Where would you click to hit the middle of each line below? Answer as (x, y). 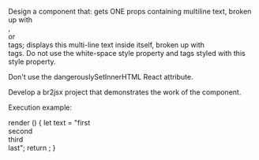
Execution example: (40, 107)
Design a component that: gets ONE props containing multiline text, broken (130, 11)
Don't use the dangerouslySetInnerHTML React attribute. (101, 77)
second (21, 131)
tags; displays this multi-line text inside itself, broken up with (107, 45)
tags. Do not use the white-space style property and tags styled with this (127, 53)
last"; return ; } (32, 148)
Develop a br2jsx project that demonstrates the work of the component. (125, 92)
